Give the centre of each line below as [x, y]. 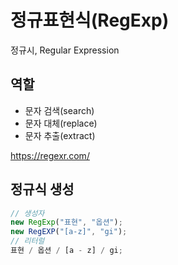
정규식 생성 [42, 189]
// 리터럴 [27, 241]
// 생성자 [27, 213]
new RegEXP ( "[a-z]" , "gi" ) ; [69, 232]
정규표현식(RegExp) [90, 20]
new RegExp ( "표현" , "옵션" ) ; [66, 222]
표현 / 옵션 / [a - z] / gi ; [66, 251]
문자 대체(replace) [61, 123]
